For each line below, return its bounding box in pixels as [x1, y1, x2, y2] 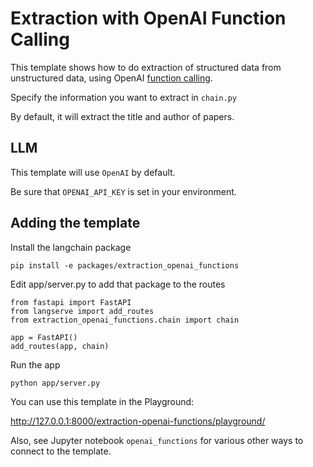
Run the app [10, 358, 61, 371]
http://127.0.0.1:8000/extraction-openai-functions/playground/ [10, 415, 266, 427]
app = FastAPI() [10, 332, 78, 342]
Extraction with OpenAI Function [10, 7, 287, 30]
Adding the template [10, 215, 141, 232]
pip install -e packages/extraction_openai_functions [10, 260, 240, 271]
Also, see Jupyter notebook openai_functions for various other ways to [10, 434, 304, 446]
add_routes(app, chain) [10, 341, 110, 351]
